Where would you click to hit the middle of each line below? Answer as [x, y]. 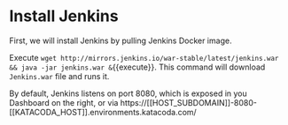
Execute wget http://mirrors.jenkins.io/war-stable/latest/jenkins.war [144, 57]
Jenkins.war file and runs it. [59, 76]
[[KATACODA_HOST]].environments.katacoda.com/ [103, 112]
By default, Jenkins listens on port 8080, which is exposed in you [128, 93]
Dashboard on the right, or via [64, 102]
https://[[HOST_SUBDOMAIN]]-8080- [189, 102]
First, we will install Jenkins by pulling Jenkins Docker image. [121, 40]
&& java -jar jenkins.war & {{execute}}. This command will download [137, 67]
